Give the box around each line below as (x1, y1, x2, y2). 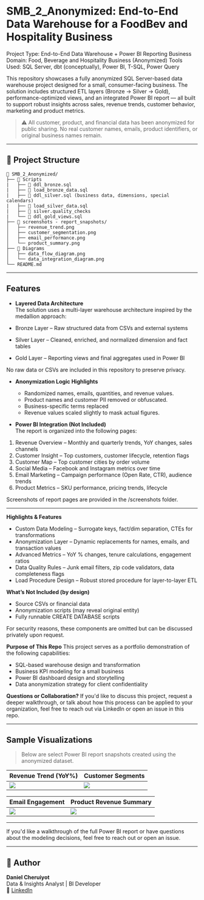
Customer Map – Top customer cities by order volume (15, 458, 150, 465)
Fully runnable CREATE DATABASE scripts (15, 613, 120, 620)
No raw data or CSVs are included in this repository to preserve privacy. (6, 366, 186, 373)
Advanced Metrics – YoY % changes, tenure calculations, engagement (15, 550, 191, 558)
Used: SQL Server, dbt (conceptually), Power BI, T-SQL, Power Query (6, 63, 180, 70)
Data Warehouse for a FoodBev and (6, 17, 188, 31)
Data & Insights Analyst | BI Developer (6, 880, 101, 887)
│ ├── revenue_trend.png (6, 224, 75, 230)
